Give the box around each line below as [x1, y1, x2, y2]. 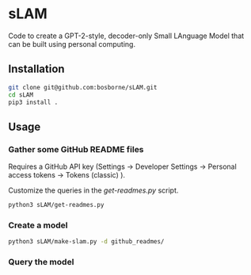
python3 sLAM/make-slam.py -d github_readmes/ [8, 238, 165, 246]
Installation [8, 63, 65, 76]
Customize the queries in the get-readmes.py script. [8, 185, 179, 195]
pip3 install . [8, 98, 59, 106]
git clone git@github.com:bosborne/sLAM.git [8, 83, 158, 91]
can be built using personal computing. [8, 39, 136, 48]
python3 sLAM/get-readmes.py [8, 201, 105, 209]
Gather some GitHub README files [8, 143, 144, 155]
